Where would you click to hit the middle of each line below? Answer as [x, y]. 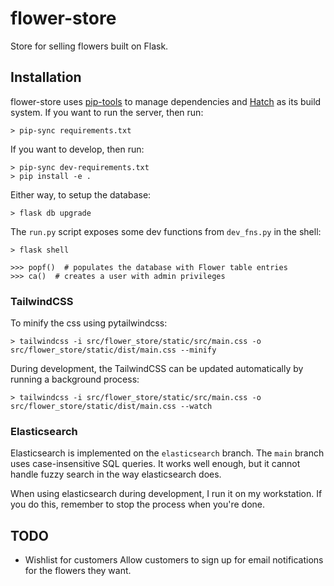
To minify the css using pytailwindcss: [89, 323]
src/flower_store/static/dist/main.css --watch [111, 407]
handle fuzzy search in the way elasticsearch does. [116, 474]
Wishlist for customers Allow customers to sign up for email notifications [174, 560]
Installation [46, 77]
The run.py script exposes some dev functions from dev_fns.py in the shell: [166, 231]
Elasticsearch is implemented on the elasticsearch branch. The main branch [167, 453]
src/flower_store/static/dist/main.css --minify [113, 350]
